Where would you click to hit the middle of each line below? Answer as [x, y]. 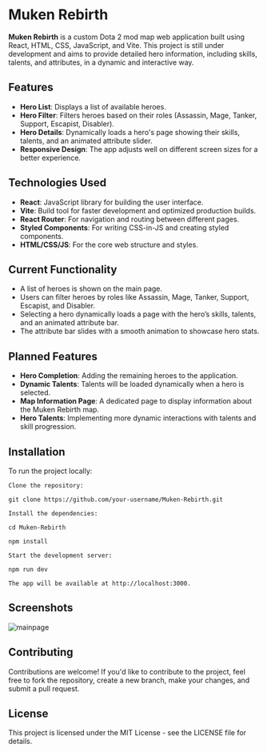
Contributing [41, 653]
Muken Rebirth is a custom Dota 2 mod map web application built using [127, 37]
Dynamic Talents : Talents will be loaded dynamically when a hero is [132, 384]
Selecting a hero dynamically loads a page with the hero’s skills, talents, [138, 314]
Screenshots [41, 608]
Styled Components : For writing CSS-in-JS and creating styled [124, 227]
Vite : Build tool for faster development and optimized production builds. [138, 210]
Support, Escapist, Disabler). [67, 123]
